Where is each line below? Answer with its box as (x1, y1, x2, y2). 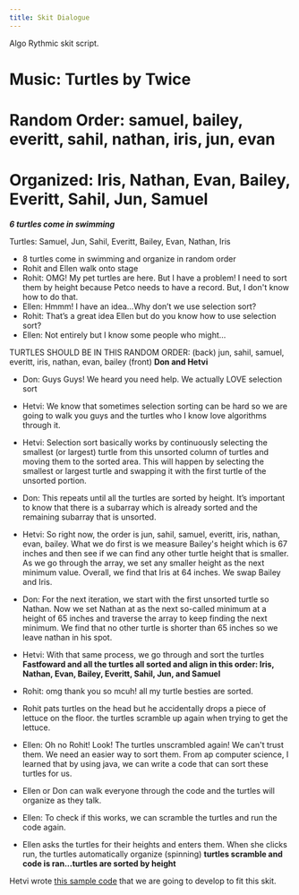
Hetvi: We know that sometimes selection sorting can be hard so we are (21, 400, 288, 411)
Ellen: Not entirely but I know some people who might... (21, 329, 226, 340)
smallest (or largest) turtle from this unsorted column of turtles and (21, 446, 269, 457)
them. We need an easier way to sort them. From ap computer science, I (21, 749, 289, 760)
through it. (21, 419, 61, 430)
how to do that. (21, 291, 79, 302)
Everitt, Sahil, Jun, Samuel (9, 189, 209, 210)
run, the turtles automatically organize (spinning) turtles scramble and (21, 848, 284, 859)
